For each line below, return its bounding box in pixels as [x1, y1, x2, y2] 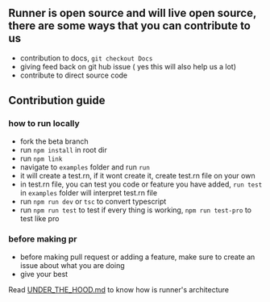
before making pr [8, 233, 77, 245]
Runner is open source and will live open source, [8, 6, 256, 20]
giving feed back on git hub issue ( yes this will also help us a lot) [19, 61, 236, 71]
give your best [19, 269, 69, 279]
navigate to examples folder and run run [19, 161, 151, 172]
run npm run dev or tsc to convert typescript [19, 196, 167, 206]
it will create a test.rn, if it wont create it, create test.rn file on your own [19, 170, 255, 180]
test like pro [19, 213, 60, 223]
